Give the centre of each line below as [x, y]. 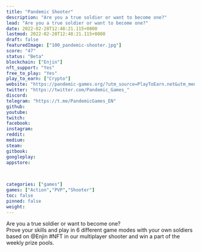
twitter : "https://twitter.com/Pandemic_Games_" [68, 90]
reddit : [16, 135]
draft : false [22, 40]
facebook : [19, 124]
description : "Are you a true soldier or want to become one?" [87, 17]
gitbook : [17, 151]
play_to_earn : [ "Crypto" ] [38, 79]
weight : [16, 207]
